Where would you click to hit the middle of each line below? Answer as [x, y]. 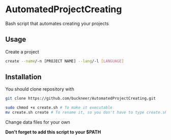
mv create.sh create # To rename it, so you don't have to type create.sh [86, 113]
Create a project [22, 51]
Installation [23, 77]
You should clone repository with [40, 89]
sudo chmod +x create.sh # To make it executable [59, 108]
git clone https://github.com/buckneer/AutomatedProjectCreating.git [81, 99]
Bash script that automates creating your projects [57, 23]
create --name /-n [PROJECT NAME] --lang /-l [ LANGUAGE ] [65, 61]
